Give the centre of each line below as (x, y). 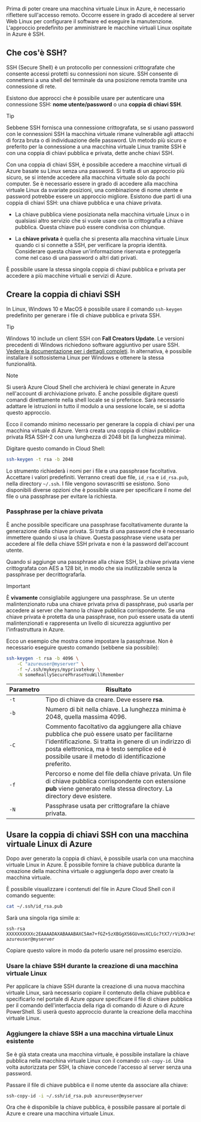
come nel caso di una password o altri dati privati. (76, 257)
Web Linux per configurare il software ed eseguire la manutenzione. (90, 21)
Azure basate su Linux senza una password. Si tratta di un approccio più (95, 171)
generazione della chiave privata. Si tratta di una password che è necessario (100, 531)
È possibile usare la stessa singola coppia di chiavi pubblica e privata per (96, 269)
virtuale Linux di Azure (49, 844)
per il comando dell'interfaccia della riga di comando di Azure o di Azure (95, 1005)
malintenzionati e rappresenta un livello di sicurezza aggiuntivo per (89, 623)
